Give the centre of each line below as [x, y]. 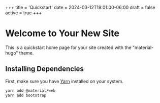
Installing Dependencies [44, 69]
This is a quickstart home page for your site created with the [68, 47]
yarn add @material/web [30, 91]
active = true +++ [24, 13]
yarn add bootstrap [26, 95]
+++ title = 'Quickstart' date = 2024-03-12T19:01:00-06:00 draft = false [80, 7]
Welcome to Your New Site [62, 33]
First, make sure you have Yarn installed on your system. [64, 81]
